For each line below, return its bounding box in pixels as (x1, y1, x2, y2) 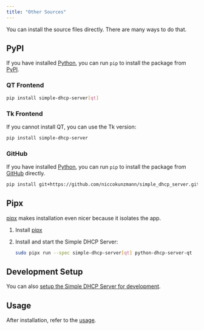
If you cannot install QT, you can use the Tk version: (6, 123, 137, 130)
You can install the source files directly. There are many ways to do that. (6, 26, 187, 33)
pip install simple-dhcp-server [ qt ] (6, 95, 99, 101)
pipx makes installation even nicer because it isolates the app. (6, 214, 161, 222)
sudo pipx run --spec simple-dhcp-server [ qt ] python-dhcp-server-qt (15, 250, 192, 256)
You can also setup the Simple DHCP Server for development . (6, 283, 161, 290)
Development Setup (6, 267, 83, 277)
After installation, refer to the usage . (6, 317, 97, 324)
